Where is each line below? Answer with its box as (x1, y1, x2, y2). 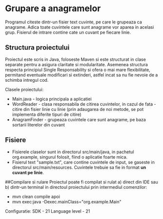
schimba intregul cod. (5, 77, 49, 83)
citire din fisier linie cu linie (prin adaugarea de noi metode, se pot (12, 106, 144, 112)
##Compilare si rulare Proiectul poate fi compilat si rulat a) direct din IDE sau (5, 179, 158, 185)
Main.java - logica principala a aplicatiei (12, 96, 92, 102)
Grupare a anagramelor (5, 3, 101, 14)
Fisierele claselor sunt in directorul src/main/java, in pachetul (12, 149, 134, 155)
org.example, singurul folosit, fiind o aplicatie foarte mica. (12, 154, 127, 160)
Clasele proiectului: (5, 86, 44, 92)
